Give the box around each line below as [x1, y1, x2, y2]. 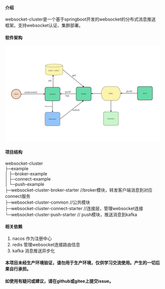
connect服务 [5, 193, 30, 199]
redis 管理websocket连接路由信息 [12, 241, 81, 247]
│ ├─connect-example [5, 176, 51, 182]
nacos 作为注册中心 [12, 236, 52, 241]
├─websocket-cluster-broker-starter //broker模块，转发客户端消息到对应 [5, 187, 153, 193]
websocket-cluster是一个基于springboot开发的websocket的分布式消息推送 [5, 16, 156, 22]
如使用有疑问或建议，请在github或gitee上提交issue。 [5, 278, 114, 284]
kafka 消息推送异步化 [12, 248, 55, 254]
